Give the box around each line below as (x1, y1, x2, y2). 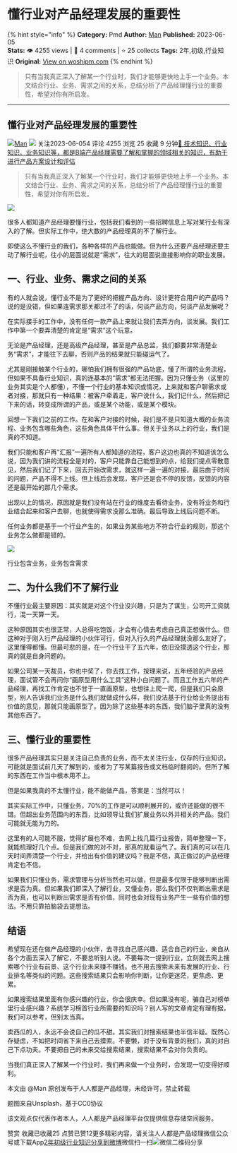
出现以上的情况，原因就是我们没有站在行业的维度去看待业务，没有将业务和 (7, 498, 224, 506)
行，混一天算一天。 (7, 610, 63, 619)
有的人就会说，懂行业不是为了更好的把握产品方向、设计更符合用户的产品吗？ (7, 293, 230, 301)
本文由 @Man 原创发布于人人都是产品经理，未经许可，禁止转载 (7, 1085, 190, 1092)
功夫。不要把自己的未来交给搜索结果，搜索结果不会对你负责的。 (25, 1046, 212, 1053)
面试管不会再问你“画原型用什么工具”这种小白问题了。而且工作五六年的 (19, 676, 224, 684)
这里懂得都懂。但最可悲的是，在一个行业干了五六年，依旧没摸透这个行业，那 (7, 643, 230, 652)
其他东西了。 (7, 711, 44, 719)
